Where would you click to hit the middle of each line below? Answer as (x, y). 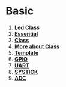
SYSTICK (26, 72)
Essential (26, 33)
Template (26, 52)
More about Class (37, 46)
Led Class (27, 27)
